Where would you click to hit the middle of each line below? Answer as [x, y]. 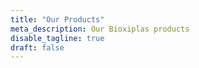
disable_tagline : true [57, 38]
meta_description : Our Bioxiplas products [100, 29]
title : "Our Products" [57, 19]
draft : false [37, 47]
